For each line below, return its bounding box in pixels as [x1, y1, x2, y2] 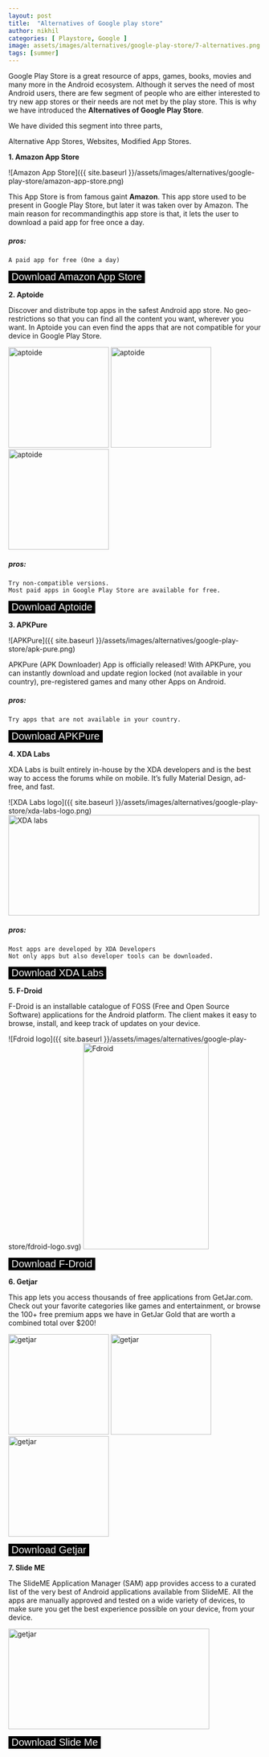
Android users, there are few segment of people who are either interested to [8, 88, 261, 97]
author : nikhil [8, 27, 59, 35]
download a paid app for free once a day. [8, 218, 145, 227]
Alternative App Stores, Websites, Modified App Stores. [8, 137, 192, 146]
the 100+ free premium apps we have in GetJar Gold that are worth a [8, 1309, 235, 1319]
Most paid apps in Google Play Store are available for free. [8, 586, 221, 594]
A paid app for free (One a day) [8, 256, 120, 264]
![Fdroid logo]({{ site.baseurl [8, 1034, 103, 1044]
